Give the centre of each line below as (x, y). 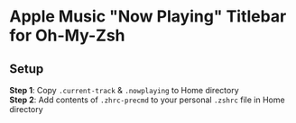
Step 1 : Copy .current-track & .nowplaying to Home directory (124, 90)
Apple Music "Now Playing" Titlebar (148, 17)
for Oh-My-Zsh (67, 35)
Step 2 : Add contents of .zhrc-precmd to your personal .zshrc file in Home (148, 100)
